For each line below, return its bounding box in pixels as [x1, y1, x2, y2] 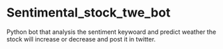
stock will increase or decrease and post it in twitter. [6, 35, 156, 43]
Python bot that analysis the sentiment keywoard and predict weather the [6, 28, 217, 36]
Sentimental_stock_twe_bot [6, 5, 171, 21]
